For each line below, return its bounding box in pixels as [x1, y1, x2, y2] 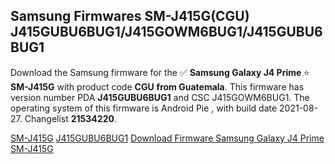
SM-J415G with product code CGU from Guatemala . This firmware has [10, 80, 305, 93]
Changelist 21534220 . [24, 112, 117, 124]
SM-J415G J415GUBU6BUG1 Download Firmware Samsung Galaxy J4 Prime [10, 132, 325, 144]
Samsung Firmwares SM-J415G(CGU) [10, 8, 250, 25]
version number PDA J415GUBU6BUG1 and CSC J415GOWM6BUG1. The [10, 91, 310, 103]
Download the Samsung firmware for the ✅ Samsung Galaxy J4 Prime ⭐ [10, 66, 310, 78]
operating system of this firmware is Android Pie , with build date [10, 102, 278, 114]
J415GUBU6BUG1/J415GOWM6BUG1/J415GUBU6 [10, 24, 323, 41]
